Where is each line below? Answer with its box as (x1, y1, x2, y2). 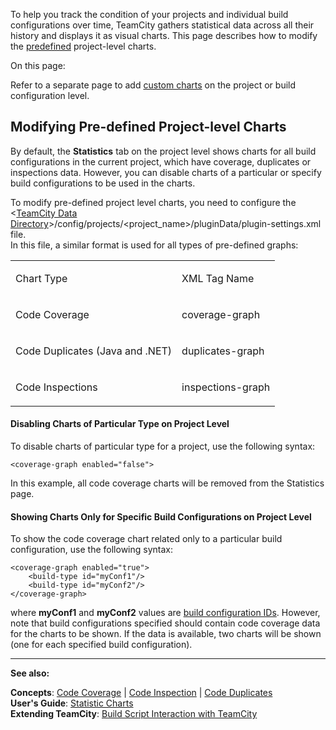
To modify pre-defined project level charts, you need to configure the (10, 196, 297, 208)
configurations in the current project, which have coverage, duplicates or (10, 155, 312, 168)
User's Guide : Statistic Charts (10, 697, 134, 709)
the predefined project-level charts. (10, 40, 157, 52)
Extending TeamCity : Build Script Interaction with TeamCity (10, 708, 258, 720)
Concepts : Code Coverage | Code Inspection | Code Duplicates (10, 687, 273, 699)
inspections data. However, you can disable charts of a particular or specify (10, 166, 322, 178)
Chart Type (15, 271, 68, 285)
